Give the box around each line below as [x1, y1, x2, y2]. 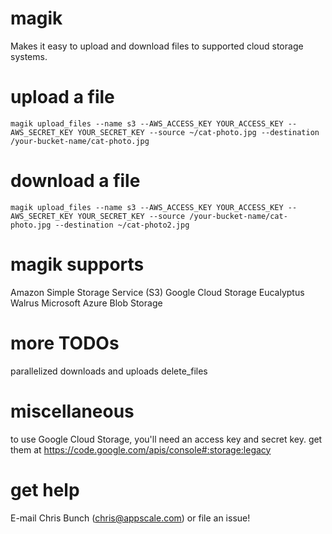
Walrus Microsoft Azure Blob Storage [10, 297, 163, 309]
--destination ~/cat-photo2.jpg [54, 220, 190, 230]
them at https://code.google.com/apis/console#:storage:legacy [10, 443, 272, 456]
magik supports [10, 253, 145, 276]
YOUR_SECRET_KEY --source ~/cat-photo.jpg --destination [77, 127, 320, 137]
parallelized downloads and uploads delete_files [10, 365, 208, 377]
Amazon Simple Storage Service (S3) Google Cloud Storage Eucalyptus [10, 286, 305, 298]
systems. [10, 50, 48, 62]
